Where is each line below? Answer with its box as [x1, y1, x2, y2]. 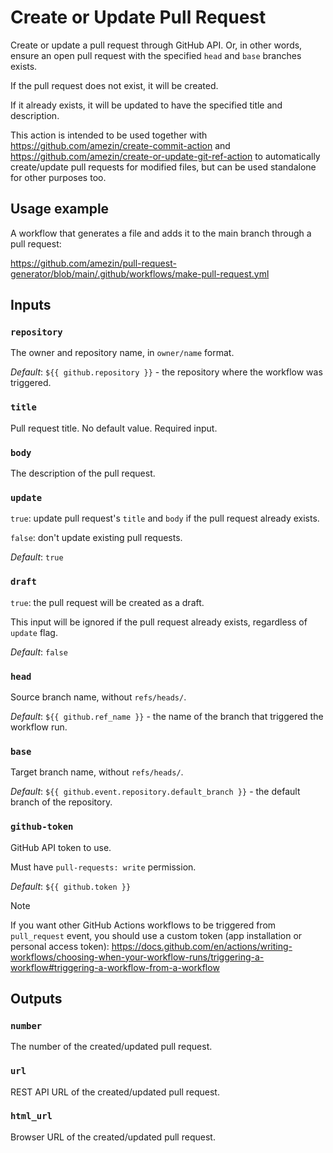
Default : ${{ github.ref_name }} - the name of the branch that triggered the [10, 710, 324, 722]
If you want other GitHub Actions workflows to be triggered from [10, 919, 277, 931]
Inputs [10, 297, 52, 314]
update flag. [10, 626, 58, 638]
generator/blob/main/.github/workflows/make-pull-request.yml [10, 267, 270, 280]
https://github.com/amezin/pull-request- [10, 257, 177, 269]
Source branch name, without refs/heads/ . [10, 691, 187, 703]
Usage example [10, 201, 110, 218]
